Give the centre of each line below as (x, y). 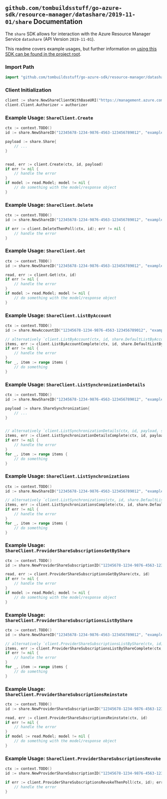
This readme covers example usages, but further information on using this (81, 49)
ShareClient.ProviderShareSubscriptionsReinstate (66, 694)
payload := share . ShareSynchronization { (48, 408)
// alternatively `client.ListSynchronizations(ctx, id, (65, 500)
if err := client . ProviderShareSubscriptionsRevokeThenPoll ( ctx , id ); (80, 782)
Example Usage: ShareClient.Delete (49, 205)
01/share (19, 22)
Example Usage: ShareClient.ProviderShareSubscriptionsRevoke (83, 758)
